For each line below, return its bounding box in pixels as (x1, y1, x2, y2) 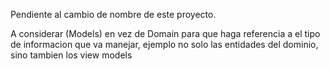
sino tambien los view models (10, 49, 133, 61)
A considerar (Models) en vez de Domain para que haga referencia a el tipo (10, 28, 321, 39)
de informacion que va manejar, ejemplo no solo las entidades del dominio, (10, 39, 319, 50)
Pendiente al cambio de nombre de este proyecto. (10, 9, 217, 20)
